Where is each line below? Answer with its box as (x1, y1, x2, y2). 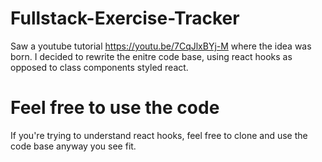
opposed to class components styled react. (10, 61, 189, 73)
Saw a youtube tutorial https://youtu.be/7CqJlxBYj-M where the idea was (10, 40, 312, 52)
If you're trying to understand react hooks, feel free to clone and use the (10, 129, 308, 141)
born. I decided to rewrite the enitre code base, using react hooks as (10, 50, 293, 62)
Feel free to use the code (10, 97, 220, 119)
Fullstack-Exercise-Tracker (10, 7, 240, 30)
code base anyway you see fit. (10, 140, 137, 152)
